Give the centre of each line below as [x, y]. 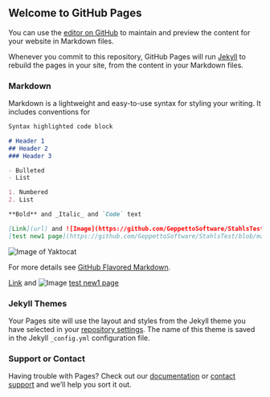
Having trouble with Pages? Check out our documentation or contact [122, 376]
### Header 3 [30, 156]
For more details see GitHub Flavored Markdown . [90, 267]
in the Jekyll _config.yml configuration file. [79, 338]
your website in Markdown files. [61, 41]
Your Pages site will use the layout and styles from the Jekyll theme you [127, 321]
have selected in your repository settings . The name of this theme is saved [132, 330]
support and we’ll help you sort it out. [70, 385]
